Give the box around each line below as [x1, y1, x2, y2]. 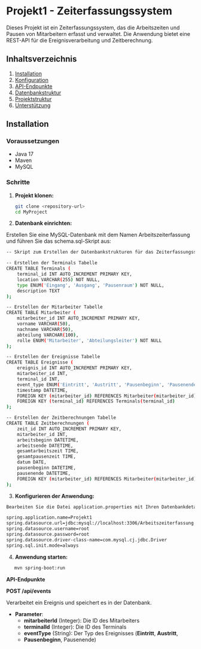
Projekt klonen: [14, 191, 54, 199]
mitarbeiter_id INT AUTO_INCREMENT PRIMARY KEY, [17, 315, 141, 321]
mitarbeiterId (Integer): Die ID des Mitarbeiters [23, 617, 140, 624]
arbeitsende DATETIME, [17, 443, 74, 449]
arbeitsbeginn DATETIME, [17, 437, 79, 443]
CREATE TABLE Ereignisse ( [6, 359, 74, 365]
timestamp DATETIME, [17, 387, 68, 393]
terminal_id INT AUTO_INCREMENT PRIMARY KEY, [17, 271, 133, 278]
